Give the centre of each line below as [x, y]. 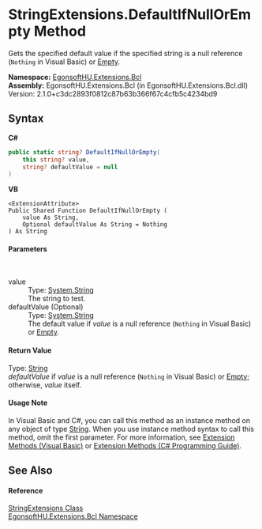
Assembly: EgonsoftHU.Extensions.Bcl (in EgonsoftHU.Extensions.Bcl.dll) [128, 85]
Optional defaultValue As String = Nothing [95, 225]
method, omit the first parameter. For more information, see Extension [122, 437]
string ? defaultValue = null [70, 167]
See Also [30, 471]
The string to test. [57, 299]
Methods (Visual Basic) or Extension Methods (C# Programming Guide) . [125, 445]
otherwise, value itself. [45, 384]
